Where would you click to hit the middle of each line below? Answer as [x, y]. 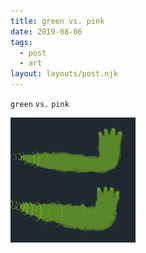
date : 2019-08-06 [46, 31]
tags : [21, 42]
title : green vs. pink [57, 21]
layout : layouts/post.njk [64, 74]
